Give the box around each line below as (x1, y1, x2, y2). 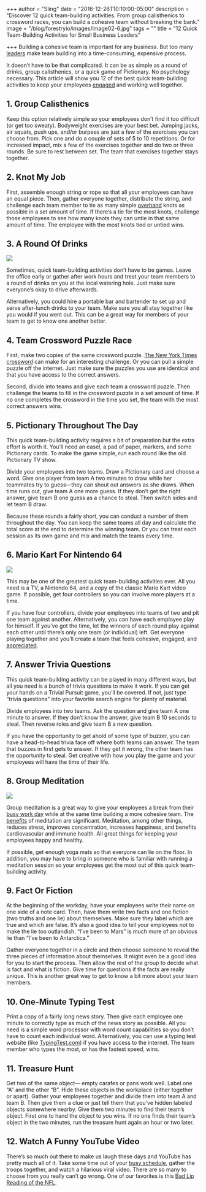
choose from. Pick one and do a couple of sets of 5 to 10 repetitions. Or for (6, 134, 196, 142)
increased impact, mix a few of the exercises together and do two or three (6, 141, 194, 148)
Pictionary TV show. (6, 456, 57, 464)
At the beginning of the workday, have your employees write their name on (6, 902, 195, 909)
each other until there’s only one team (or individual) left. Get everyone (6, 628, 185, 636)
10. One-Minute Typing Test (6, 996, 115, 1007)
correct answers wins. (6, 402, 63, 410)
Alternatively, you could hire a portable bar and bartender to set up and (6, 298, 186, 306)
